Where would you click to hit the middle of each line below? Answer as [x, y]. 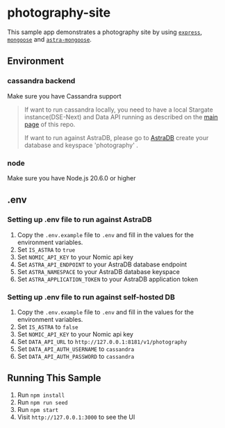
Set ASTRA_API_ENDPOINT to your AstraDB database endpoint [102, 264]
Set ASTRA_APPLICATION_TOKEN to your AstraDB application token [108, 279]
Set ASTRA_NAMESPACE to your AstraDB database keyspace [99, 271]
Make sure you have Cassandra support [64, 96]
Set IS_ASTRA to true [46, 249]
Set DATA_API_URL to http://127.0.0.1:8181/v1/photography [102, 341]
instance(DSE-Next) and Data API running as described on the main [121, 117]
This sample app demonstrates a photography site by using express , [105, 32]
